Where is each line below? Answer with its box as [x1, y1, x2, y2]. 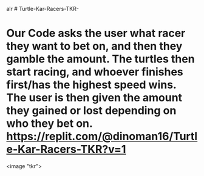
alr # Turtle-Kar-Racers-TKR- [6, 5, 79, 12]
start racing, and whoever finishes [6, 65, 183, 79]
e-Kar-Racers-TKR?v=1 [6, 143, 126, 157]
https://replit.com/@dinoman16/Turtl [6, 130, 198, 143]
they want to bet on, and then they [6, 39, 183, 53]
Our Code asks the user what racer [6, 27, 186, 40]
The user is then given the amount [6, 91, 183, 105]
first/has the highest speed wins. [6, 78, 177, 92]
